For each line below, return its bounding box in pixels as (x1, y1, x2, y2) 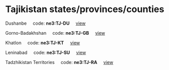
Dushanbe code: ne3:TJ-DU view (5, 20, 86, 26)
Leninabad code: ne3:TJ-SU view (5, 49, 87, 55)
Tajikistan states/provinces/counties (5, 4, 164, 15)
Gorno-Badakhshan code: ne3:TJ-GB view (5, 30, 105, 36)
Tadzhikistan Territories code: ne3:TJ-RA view (5, 59, 114, 65)
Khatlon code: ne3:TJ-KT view (5, 39, 80, 46)
